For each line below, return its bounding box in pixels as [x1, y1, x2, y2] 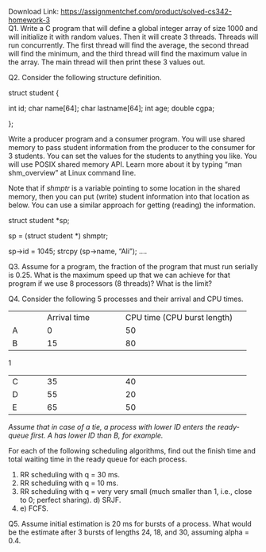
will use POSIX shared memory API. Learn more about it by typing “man [8, 160, 242, 169]
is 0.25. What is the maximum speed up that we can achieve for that [8, 270, 230, 280]
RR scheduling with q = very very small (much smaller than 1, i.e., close [19, 487, 253, 496]
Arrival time [47, 312, 90, 322]
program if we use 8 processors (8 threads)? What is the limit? [8, 279, 213, 288]
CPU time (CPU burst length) [125, 312, 233, 322]
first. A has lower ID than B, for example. [30, 430, 164, 440]
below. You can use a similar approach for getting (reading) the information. [8, 200, 256, 210]
